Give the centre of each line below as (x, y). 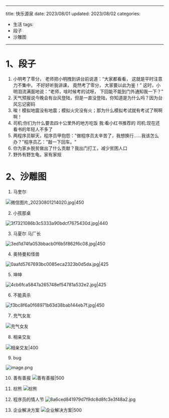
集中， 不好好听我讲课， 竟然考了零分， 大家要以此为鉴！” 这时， (89, 85)
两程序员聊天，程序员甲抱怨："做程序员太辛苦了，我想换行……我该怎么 (86, 135)
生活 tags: (23, 24)
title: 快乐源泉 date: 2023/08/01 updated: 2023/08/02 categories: (73, 14)
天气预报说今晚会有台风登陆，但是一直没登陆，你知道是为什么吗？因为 (86, 98)
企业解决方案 (26, 410)
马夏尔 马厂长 (27, 233)
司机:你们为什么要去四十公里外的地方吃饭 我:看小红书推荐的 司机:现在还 (86, 123)
